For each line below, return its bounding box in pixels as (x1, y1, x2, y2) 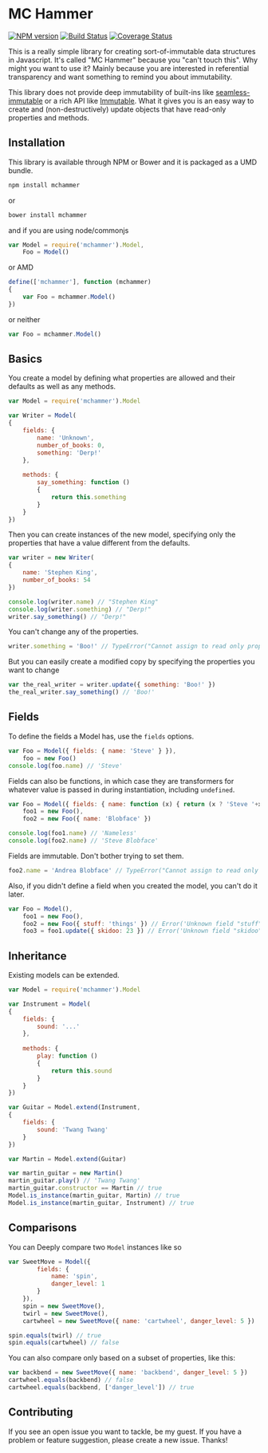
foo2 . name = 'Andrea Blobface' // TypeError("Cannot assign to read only (8, 866, 259, 874)
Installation (8, 136, 65, 150)
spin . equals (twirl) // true (8, 1331, 102, 1340)
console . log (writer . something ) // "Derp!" (8, 605, 152, 613)
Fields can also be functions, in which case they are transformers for (8, 776, 235, 786)
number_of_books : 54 (22, 576, 91, 585)
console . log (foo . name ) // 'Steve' (8, 762, 124, 770)
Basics (8, 352, 42, 366)
